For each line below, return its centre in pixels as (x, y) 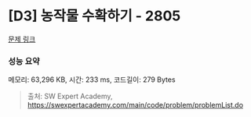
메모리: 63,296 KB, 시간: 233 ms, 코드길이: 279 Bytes (92, 80)
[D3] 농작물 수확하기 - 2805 (95, 16)
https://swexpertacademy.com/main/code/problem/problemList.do (135, 105)
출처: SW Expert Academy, (70, 96)
